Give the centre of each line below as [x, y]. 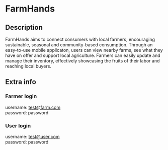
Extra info [21, 82]
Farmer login [21, 96]
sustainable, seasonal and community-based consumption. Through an [79, 45]
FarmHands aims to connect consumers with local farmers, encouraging [80, 39]
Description [24, 27]
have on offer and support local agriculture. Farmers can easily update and [83, 55]
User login [18, 125]
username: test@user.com [32, 136]
